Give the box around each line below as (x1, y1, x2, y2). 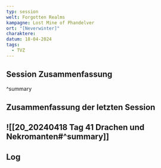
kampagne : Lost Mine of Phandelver (6, 20, 95, 26)
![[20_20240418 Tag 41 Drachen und (6, 122, 145, 132)
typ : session (6, 8, 39, 15)
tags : (6, 42, 20, 48)
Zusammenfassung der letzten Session (6, 102, 156, 112)
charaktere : (6, 31, 36, 37)
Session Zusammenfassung (6, 69, 113, 80)
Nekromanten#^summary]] (6, 132, 109, 142)
